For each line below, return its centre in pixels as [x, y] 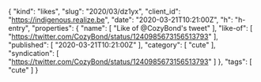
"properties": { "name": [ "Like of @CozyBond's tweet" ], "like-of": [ [142, 28]
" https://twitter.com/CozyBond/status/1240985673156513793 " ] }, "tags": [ [130, 61]
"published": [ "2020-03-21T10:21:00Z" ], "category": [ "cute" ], [112, 45]
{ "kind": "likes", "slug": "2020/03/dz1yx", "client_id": [95, 11]
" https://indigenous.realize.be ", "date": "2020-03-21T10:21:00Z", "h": [121, 20]
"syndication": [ [34, 53]
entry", [19, 28]
